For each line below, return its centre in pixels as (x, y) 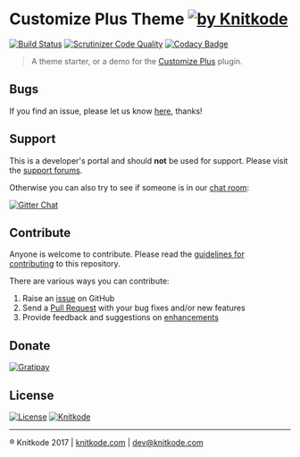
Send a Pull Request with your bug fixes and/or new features (133, 308)
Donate (30, 346)
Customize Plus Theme (97, 19)
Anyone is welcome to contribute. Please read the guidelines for (127, 254)
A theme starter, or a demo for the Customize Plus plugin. (137, 61)
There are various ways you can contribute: (89, 281)
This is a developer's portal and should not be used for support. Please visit (149, 160)
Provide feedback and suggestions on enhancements (120, 317)
